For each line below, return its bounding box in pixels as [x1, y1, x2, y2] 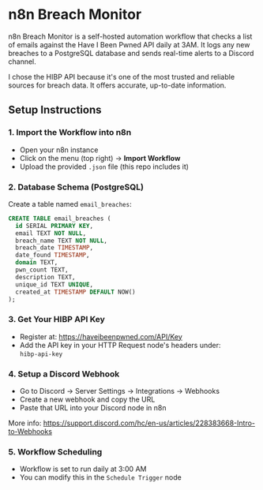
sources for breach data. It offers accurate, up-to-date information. [8, 80, 227, 90]
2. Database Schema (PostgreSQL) [8, 181, 145, 193]
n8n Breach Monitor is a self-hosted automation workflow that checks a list [8, 32, 253, 41]
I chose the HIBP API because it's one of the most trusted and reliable [8, 72, 235, 81]
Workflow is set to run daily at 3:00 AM [19, 464, 147, 474]
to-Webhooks [8, 427, 53, 436]
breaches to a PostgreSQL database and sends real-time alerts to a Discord [8, 48, 254, 58]
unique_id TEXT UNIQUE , [15, 280, 93, 289]
